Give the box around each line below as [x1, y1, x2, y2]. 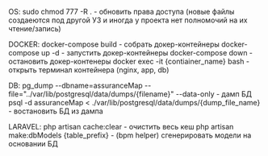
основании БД [8, 139, 59, 148]
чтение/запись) [8, 24, 62, 33]
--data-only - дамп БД [175, 89, 253, 99]
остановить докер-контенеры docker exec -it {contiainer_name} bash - [8, 56, 250, 66]
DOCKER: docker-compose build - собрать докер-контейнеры [8, 39, 220, 49]
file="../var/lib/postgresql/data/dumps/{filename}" [8, 89, 174, 99]
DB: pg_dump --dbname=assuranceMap [8, 80, 143, 90]
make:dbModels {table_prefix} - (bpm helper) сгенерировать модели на [8, 130, 252, 140]
